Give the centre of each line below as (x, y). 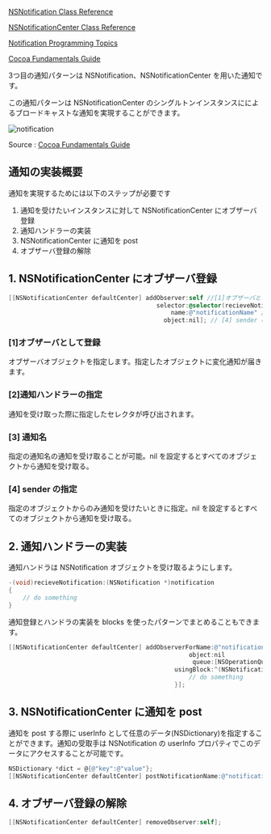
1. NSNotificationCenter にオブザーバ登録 (113, 279)
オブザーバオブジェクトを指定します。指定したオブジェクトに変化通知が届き (135, 362)
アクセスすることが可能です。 (78, 753)
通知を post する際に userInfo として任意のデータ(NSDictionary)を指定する (132, 733)
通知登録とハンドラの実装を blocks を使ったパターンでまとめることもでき (131, 621)
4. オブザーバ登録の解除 (68, 803)
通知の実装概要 (46, 172)
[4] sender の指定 (43, 489)
